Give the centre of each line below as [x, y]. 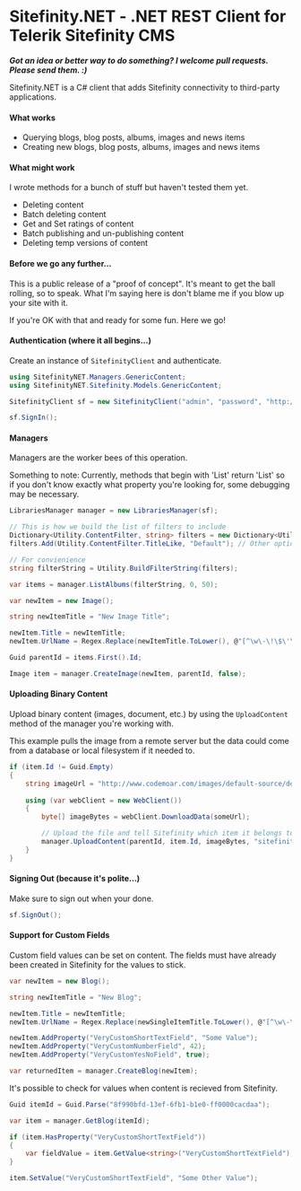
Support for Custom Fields [60, 935]
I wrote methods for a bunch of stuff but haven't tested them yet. [129, 188]
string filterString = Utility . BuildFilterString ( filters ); [124, 568]
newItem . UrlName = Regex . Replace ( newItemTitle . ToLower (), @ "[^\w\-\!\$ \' [150, 642]
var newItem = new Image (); [62, 600]
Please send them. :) [48, 70]
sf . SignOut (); [36, 915]
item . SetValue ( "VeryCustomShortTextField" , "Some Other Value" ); [133, 1178]
